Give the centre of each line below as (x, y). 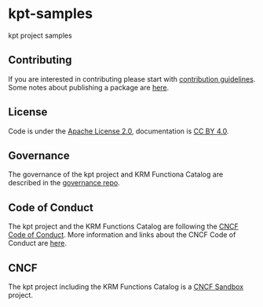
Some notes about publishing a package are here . (89, 87)
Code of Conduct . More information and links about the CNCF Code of (122, 235)
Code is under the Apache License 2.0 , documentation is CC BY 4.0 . (119, 131)
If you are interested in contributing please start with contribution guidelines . (132, 79)
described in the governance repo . (64, 183)
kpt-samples (50, 14)
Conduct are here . (37, 243)
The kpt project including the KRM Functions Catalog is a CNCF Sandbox (126, 287)
